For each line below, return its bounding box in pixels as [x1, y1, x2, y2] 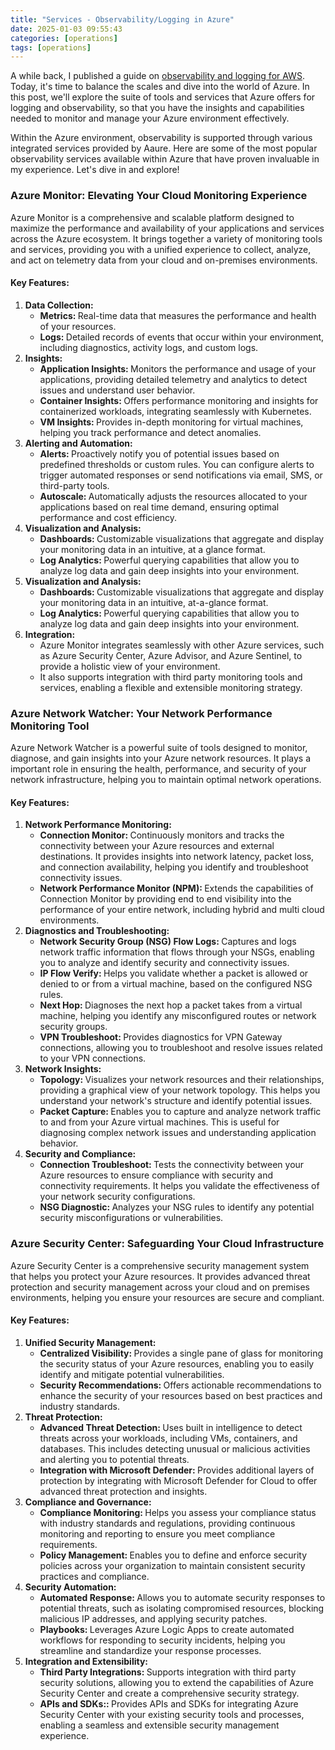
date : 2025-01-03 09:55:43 [10, 24, 123, 34]
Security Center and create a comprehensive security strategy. [39, 1687, 300, 1699]
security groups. [39, 1021, 108, 1033]
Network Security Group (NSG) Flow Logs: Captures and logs [39, 936, 297, 948]
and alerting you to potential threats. [39, 1453, 190, 1465]
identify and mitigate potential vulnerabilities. [39, 1368, 225, 1380]
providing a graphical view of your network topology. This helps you [39, 1084, 321, 1096]
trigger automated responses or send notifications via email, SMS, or [39, 469, 323, 481]
